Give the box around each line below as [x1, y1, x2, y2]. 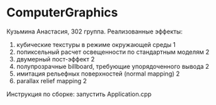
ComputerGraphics [6, 5, 118, 20]
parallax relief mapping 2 [16, 76, 87, 85]
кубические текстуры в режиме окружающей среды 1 [16, 40, 176, 48]
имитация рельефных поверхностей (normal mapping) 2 [16, 70, 180, 78]
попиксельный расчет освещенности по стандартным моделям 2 [16, 48, 210, 56]
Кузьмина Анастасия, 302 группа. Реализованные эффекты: [6, 27, 183, 35]
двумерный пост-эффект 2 [16, 55, 95, 63]
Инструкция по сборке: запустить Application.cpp [6, 90, 152, 98]
